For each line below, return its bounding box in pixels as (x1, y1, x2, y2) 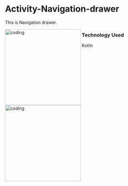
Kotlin (81, 43, 93, 49)
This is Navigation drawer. (5, 19, 57, 25)
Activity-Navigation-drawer (5, 3, 120, 15)
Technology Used (81, 32, 125, 38)
